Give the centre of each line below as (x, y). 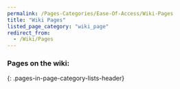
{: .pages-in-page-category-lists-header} (66, 78)
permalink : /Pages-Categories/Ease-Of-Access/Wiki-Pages (90, 13)
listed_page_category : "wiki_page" (58, 26)
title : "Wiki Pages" (37, 20)
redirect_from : (29, 33)
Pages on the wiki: (38, 63)
